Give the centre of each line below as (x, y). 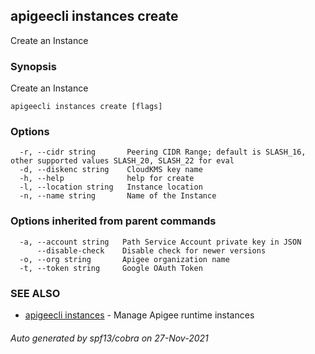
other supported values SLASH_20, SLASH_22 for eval (122, 161)
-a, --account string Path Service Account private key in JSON (160, 242)
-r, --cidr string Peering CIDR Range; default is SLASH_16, (163, 152)
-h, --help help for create (107, 179)
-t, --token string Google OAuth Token (111, 268)
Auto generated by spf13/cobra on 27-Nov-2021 (109, 338)
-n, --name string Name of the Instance (118, 196)
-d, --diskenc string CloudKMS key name (111, 170)
